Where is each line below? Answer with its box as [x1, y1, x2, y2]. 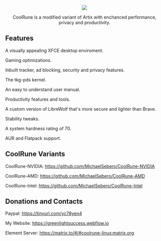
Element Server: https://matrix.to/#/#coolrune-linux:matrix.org [5, 230, 134, 236]
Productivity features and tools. [5, 96, 70, 102]
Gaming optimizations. [5, 57, 52, 63]
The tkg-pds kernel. [5, 76, 46, 83]
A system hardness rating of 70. [5, 125, 71, 131]
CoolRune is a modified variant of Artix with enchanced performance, [12, 14, 157, 20]
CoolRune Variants [5, 150, 65, 158]
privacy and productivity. [58, 20, 111, 25]
